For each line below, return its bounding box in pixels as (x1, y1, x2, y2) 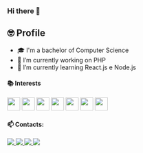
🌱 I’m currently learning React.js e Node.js (16, 63, 136, 71)
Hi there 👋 (7, 6, 41, 16)
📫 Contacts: (7, 120, 45, 128)
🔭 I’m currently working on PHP (16, 56, 107, 64)
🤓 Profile (7, 27, 46, 39)
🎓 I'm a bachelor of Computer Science (16, 46, 129, 54)
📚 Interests (7, 79, 41, 88)
